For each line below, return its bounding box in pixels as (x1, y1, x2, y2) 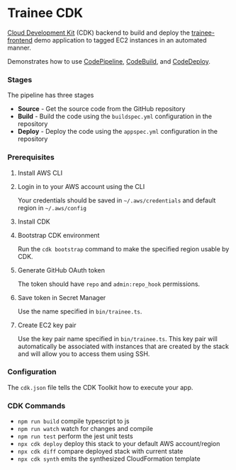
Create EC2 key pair (17, 321, 77, 329)
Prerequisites (7, 152, 55, 162)
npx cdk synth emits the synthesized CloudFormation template (17, 454, 201, 463)
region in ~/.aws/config (17, 203, 87, 212)
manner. (7, 43, 32, 52)
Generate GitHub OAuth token (17, 265, 105, 274)
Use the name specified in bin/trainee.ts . (17, 306, 142, 316)
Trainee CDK (7, 5, 84, 21)
